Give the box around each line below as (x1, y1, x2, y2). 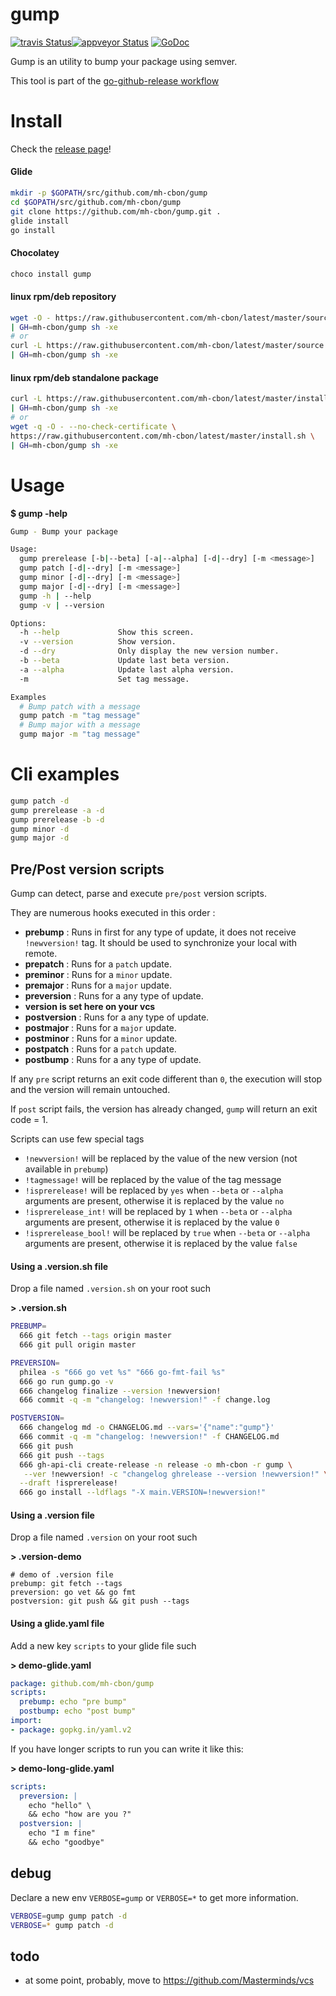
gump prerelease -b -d (10, 814, 105, 825)
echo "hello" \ (28, 1800, 92, 1810)
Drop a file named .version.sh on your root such (10, 1283, 212, 1295)
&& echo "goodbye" (28, 1838, 105, 1848)
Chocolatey (10, 247, 60, 259)
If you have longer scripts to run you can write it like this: (10, 1743, 244, 1755)
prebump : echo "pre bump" (19, 1697, 128, 1707)
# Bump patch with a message (19, 701, 141, 712)
